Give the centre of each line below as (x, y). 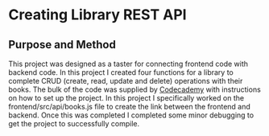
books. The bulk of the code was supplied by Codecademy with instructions (135, 89)
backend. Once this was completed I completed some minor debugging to (131, 115)
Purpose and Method (62, 45)
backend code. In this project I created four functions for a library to (121, 72)
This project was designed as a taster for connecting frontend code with (128, 64)
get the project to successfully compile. (74, 124)
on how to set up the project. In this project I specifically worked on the (126, 98)
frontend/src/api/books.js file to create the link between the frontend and (130, 107)
